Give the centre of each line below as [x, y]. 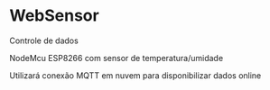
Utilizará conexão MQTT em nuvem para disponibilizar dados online [135, 75]
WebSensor [54, 16]
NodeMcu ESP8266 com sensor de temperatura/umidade [116, 58]
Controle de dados [44, 40]
